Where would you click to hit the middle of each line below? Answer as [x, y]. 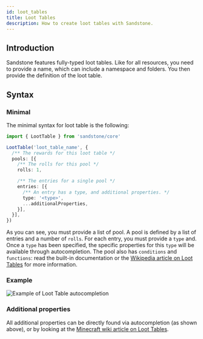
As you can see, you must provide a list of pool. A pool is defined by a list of [101, 232]
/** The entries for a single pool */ [66, 181]
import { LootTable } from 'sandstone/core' [64, 136]
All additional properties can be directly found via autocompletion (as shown [102, 323]
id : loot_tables [27, 12]
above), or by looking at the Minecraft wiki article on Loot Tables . [88, 329]
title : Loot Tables [31, 18]
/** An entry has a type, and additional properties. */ [96, 192]
